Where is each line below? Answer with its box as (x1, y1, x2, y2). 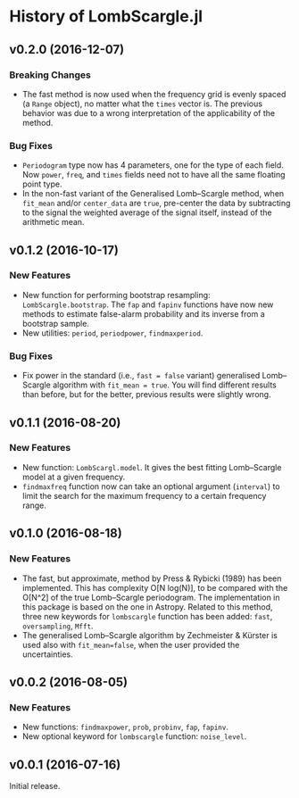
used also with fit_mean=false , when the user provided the (21, 639, 240, 650)
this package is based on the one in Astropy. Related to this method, (21, 601, 274, 612)
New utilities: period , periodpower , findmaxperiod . (21, 328, 203, 338)
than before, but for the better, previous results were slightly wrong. (21, 389, 271, 400)
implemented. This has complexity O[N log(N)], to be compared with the (21, 582, 288, 593)
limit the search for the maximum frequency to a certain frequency (21, 490, 267, 501)
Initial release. (9, 781, 61, 792)
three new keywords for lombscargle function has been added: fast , (21, 611, 273, 621)
